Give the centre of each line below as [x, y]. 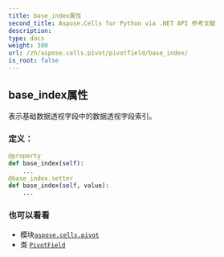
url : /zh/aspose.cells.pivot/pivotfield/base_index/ [98, 53]
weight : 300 [28, 46]
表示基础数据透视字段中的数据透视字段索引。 [82, 116]
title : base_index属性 [45, 16]
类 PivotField [43, 244]
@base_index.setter [41, 178]
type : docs [26, 38]
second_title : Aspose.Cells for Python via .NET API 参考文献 [112, 23]
